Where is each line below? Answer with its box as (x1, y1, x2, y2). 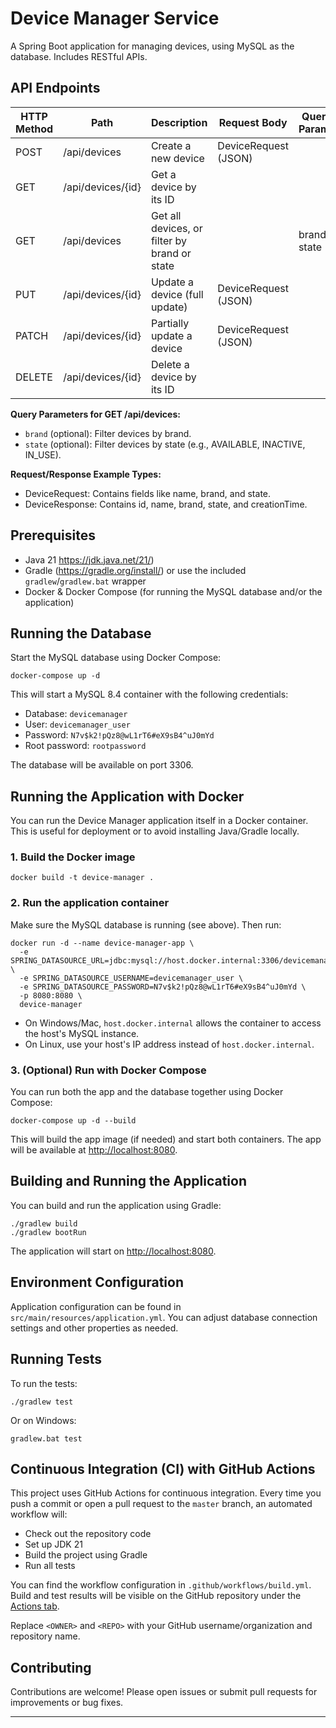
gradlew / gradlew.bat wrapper (24, 575, 147, 587)
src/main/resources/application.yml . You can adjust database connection (10, 1311, 318, 1323)
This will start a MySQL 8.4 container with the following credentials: (10, 688, 289, 701)
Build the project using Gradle (24, 1549, 148, 1561)
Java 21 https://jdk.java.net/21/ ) (24, 553, 155, 566)
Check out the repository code (24, 1528, 152, 1540)
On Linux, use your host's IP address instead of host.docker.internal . (24, 1038, 315, 1050)
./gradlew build (10, 1218, 78, 1229)
